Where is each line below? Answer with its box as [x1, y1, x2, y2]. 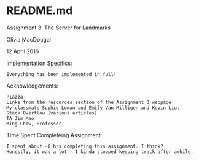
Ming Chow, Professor [6, 121, 62, 127]
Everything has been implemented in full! [6, 71, 117, 77]
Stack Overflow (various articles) [6, 110, 98, 116]
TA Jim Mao [6, 115, 34, 121]
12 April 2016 [6, 47, 39, 55]
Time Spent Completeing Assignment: [6, 131, 103, 138]
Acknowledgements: [6, 82, 58, 89]
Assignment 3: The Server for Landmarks [6, 24, 111, 31]
